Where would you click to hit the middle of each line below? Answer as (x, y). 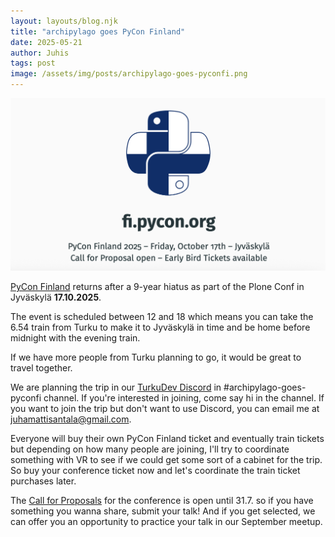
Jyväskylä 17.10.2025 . (56, 297)
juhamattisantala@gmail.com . (71, 419)
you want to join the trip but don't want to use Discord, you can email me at (165, 409)
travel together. (41, 368)
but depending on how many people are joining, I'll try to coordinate (150, 449)
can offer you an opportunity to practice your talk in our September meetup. (166, 522)
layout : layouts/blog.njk (64, 21)
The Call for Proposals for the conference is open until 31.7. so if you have (162, 501)
